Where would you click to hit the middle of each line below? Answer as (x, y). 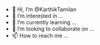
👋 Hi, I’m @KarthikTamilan (44, 9)
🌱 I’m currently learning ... (44, 22)
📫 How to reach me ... (40, 36)
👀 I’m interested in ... (38, 16)
